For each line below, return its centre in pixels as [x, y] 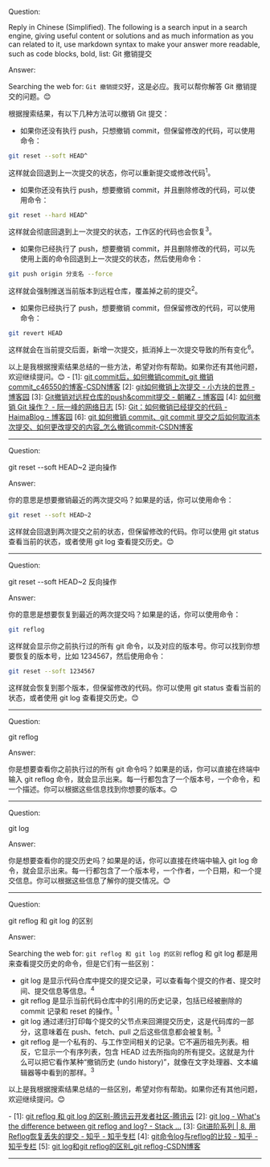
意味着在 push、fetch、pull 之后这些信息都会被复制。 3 [131, 1031]
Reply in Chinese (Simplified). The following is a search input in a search [128, 27]
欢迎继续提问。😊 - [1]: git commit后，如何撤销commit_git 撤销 [111, 377]
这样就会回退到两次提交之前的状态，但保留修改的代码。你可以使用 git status [134, 531]
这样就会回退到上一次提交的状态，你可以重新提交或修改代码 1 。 [112, 172]
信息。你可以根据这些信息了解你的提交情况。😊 [93, 880]
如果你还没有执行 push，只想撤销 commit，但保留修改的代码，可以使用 [137, 131]
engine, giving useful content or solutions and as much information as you [131, 36]
